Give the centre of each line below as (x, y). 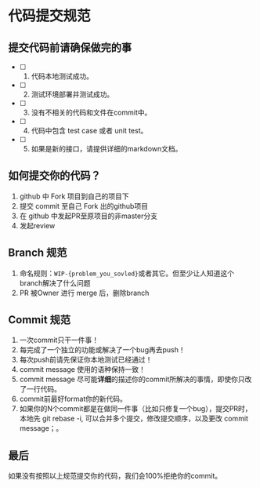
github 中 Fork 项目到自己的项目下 (74, 196)
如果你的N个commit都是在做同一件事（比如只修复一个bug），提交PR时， (135, 409)
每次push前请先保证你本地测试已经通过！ (86, 360)
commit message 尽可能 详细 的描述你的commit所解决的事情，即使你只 (132, 379)
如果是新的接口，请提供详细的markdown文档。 (107, 149)
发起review (37, 225)
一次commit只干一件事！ (59, 340)
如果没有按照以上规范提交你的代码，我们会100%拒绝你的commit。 (115, 476)
